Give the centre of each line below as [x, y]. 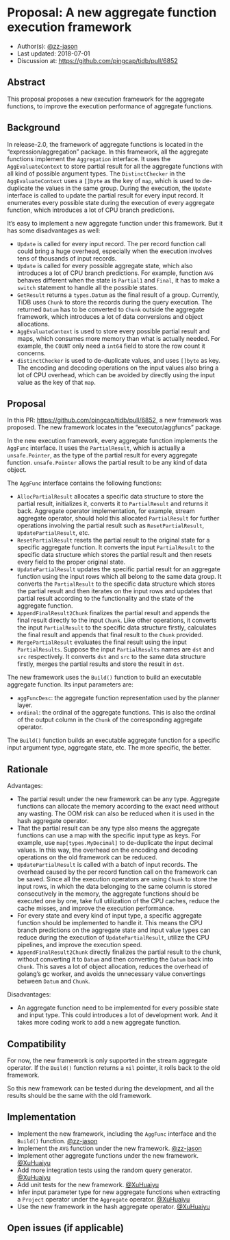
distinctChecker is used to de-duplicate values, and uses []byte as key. [119, 360]
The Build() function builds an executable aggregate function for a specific [114, 740]
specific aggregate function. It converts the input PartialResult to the [116, 547]
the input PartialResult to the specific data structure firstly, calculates [117, 628]
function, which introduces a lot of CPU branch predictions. [91, 210]
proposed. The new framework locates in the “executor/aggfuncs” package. [114, 427]
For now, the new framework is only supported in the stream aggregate [107, 1060]
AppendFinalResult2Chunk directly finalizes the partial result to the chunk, [119, 952]
